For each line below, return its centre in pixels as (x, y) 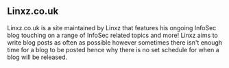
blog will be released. (37, 57)
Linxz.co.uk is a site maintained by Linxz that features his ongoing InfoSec (112, 27)
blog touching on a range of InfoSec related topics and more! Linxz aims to (112, 35)
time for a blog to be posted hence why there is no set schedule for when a (113, 49)
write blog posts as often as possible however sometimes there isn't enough (115, 42)
